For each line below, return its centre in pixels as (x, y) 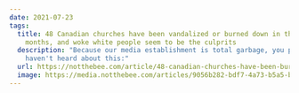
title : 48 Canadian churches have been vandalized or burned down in (149, 34)
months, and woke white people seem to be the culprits (131, 42)
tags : (19, 26)
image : (29, 75)
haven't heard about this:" (77, 58)
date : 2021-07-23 (41, 17)
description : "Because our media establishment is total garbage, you (151, 50)
